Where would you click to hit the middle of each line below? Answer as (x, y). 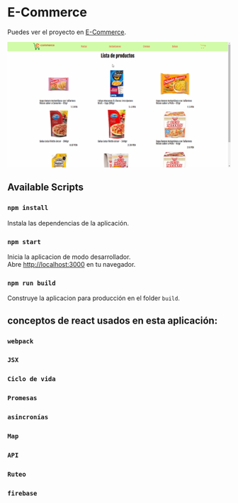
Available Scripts (45, 188)
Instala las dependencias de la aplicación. (68, 223)
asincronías (28, 417)
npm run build (32, 283)
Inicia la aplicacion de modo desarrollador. (69, 257)
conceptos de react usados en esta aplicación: (113, 320)
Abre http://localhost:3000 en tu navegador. (72, 264)
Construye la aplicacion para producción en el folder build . (94, 298)
